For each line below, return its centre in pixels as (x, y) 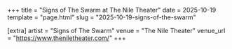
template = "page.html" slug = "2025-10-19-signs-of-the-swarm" (102, 17)
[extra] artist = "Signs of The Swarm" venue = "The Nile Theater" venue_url (116, 31)
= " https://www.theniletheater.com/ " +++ (67, 38)
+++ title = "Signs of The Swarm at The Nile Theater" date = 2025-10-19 (112, 10)
